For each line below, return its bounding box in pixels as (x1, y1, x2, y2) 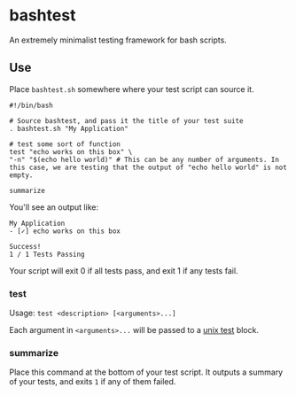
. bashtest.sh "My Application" (9, 124, 129, 133)
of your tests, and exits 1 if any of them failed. (9, 376, 176, 387)
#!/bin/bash (9, 101, 53, 110)
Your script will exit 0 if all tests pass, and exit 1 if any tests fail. (9, 265, 238, 275)
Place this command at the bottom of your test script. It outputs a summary (9, 367, 284, 377)
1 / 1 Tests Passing (9, 250, 86, 259)
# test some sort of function (9, 139, 121, 149)
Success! (9, 242, 42, 251)
